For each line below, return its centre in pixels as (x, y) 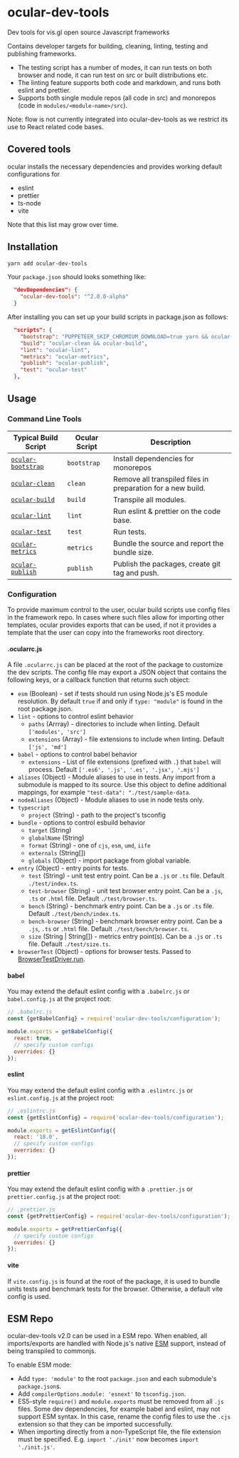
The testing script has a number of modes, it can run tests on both (115, 67)
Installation (33, 247)
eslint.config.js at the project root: (61, 1097)
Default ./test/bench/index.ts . (74, 914)
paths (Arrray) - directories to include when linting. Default (114, 724)
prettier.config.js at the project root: (64, 1197)
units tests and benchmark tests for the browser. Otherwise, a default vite (115, 1289)
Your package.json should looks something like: (77, 277)
